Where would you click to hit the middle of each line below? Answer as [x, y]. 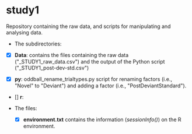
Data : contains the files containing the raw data [71, 55]
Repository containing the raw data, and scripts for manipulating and [88, 26]
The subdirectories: [38, 44]
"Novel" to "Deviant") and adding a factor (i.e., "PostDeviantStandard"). [100, 86]
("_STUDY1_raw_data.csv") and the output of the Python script [90, 61]
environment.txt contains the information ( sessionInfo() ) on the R [102, 119]
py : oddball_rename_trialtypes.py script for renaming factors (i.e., [93, 79]
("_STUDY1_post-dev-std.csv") [52, 68]
